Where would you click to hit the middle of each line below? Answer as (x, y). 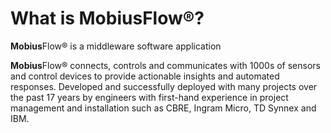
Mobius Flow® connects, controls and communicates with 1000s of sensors (165, 65)
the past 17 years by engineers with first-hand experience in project (149, 97)
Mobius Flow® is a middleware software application (116, 46)
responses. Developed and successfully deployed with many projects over (164, 86)
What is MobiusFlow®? (107, 18)
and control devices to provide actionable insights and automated (145, 76)
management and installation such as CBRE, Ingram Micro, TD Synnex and (163, 108)
